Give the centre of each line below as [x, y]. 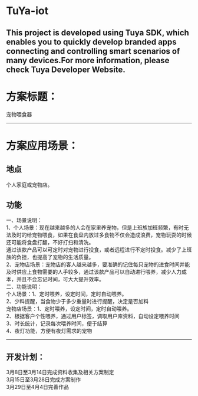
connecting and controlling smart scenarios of [93, 51]
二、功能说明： [24, 287]
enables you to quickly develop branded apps [91, 42]
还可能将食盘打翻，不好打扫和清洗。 [50, 243]
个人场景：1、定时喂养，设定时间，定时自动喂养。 [67, 294]
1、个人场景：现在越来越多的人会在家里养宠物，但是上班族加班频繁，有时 [95, 228]
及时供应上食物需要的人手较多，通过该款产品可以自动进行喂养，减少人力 [94, 272]
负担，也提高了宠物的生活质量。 [55, 257]
